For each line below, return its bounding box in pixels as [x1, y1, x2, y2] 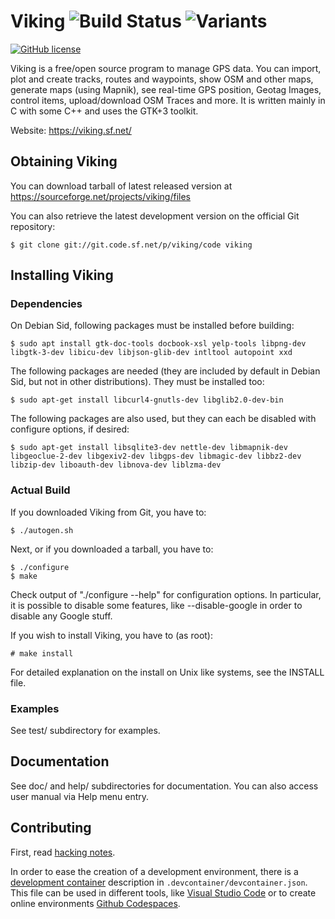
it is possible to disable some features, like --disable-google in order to [10, 599, 303, 611]
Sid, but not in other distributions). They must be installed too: [10, 376, 265, 388]
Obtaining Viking [10, 153, 118, 170]
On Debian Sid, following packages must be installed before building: [10, 320, 295, 332]
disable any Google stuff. [10, 610, 113, 622]
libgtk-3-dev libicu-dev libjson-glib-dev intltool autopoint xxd [10, 348, 293, 358]
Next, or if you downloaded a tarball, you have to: [10, 543, 214, 555]
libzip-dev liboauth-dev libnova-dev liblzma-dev [10, 460, 222, 470]
